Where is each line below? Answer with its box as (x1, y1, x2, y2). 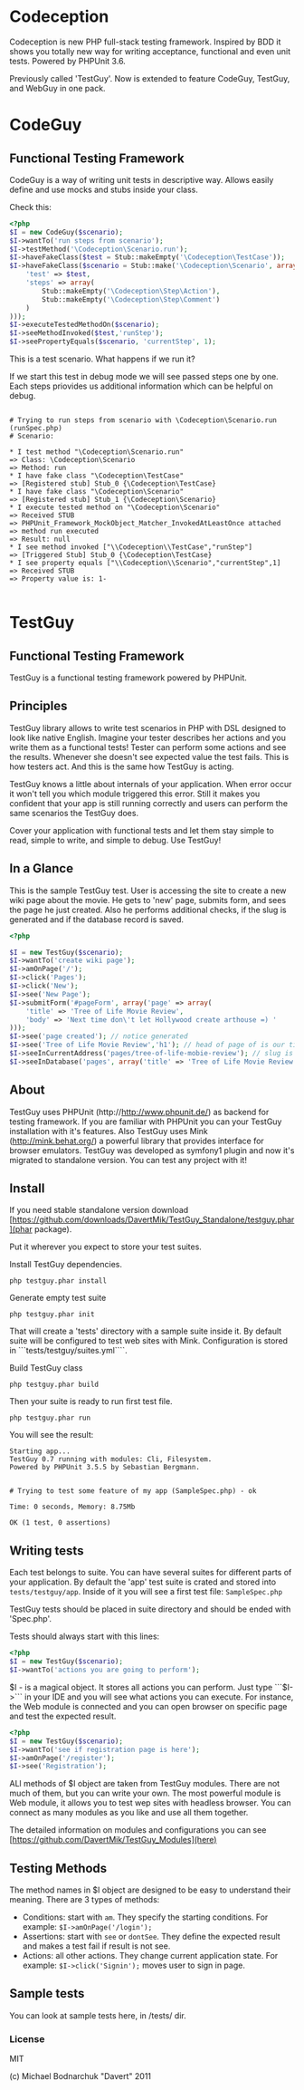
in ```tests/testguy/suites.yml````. (9, 1345, 128, 1356)
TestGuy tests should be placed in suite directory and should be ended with (9, 1604, 291, 1614)
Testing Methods (9, 1860, 108, 1876)
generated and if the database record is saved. (9, 913, 184, 925)
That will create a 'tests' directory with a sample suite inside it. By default (9, 1325, 282, 1337)
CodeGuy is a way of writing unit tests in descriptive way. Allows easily (9, 174, 274, 185)
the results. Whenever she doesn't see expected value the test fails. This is (9, 751, 290, 762)
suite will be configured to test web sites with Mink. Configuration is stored (9, 1335, 288, 1346)
